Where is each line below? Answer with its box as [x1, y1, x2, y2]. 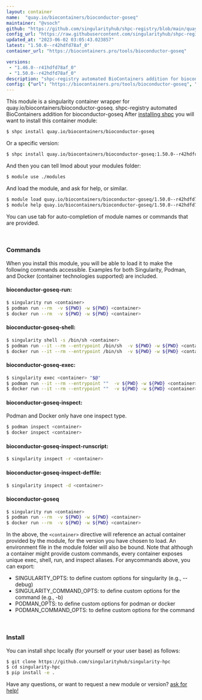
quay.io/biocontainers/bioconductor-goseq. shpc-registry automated [6, 104, 177, 111]
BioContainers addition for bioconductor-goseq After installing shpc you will [6, 111, 194, 118]
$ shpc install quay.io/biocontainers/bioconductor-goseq [6, 129, 155, 135]
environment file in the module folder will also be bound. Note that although [6, 543, 194, 551]
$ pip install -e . [6, 670, 55, 676]
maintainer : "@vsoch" [6, 20, 61, 26]
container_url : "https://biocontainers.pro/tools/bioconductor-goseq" [6, 48, 187, 54]
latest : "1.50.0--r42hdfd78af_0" [6, 43, 90, 49]
